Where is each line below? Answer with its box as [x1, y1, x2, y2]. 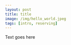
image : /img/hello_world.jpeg [5, 16, 67, 21]
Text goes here [5, 34, 35, 40]
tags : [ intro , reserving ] [5, 21, 57, 26]
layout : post [5, 7, 32, 12]
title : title [5, 12, 32, 17]
